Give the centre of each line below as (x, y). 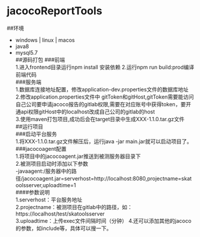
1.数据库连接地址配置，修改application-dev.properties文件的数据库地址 (102, 89)
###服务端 (28, 82)
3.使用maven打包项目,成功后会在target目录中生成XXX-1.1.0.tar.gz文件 (100, 119)
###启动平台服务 (36, 134)
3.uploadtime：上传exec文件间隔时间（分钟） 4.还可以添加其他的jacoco (103, 220)
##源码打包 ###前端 (40, 59)
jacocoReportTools (55, 11)
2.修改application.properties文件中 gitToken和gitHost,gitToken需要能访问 (104, 97)
